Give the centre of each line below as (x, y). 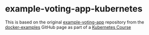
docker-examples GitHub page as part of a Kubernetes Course (68, 27)
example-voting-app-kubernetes (74, 9)
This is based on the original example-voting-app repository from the (74, 22)
